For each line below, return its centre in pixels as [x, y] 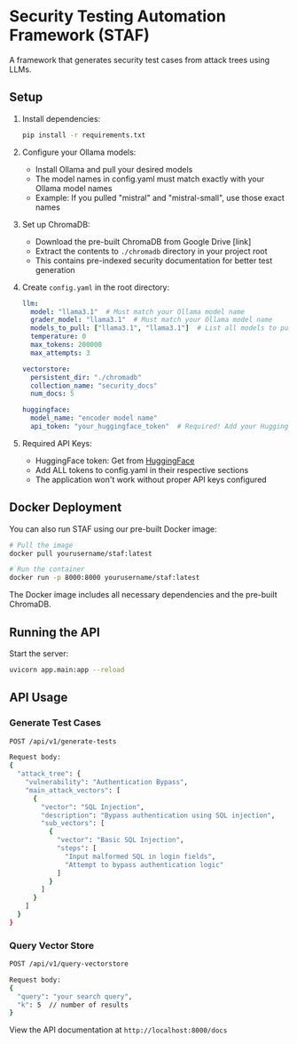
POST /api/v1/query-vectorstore [69, 964]
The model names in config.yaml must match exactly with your [149, 179]
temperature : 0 [59, 337]
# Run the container [47, 570]
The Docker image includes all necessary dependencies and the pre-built [143, 595]
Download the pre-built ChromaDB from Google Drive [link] [143, 241]
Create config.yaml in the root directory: [96, 287]
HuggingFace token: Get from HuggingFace [115, 461]
